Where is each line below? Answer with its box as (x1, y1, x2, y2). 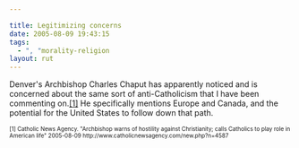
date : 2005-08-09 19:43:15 (9, 29, 110, 39)
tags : (9, 38, 30, 47)
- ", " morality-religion (17, 46, 110, 55)
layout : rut (9, 55, 54, 64)
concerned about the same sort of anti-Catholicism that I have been (9, 89, 260, 100)
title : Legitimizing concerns (9, 21, 123, 30)
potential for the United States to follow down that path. (9, 108, 214, 118)
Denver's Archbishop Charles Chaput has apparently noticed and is (9, 79, 258, 90)
